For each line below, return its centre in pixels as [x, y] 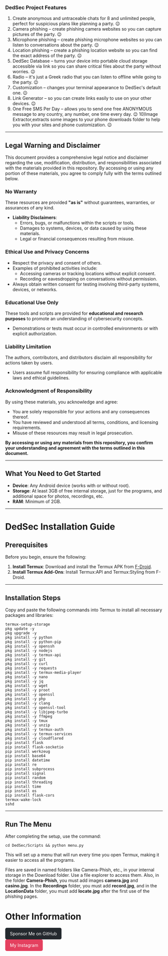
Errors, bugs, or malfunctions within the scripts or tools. [77, 223]
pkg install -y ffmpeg [29, 716]
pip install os [21, 791]
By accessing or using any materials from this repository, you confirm [79, 442]
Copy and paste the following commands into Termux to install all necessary [84, 610]
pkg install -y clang [28, 703]
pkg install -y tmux [27, 721]
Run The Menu [28, 824]
